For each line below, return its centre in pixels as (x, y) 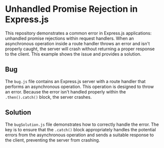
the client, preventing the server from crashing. (53, 140)
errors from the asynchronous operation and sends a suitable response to (80, 135)
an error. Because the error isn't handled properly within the (66, 91)
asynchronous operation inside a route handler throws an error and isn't (78, 43)
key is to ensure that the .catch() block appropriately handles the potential (81, 129)
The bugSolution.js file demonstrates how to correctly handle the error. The (82, 124)
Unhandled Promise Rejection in (71, 9)
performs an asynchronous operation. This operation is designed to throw (80, 87)
